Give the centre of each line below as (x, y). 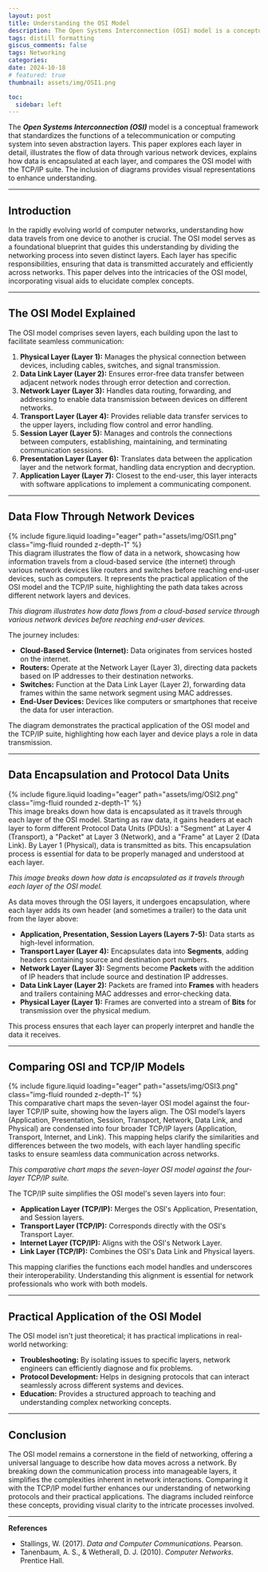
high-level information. (57, 942)
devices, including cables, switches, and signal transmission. (120, 365)
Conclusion (37, 1435)
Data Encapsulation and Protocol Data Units (119, 775)
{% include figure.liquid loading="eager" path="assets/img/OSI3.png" (123, 1086)
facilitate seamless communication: (66, 341)
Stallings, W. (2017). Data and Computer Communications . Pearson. (131, 1543)
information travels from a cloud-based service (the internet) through (122, 561)
